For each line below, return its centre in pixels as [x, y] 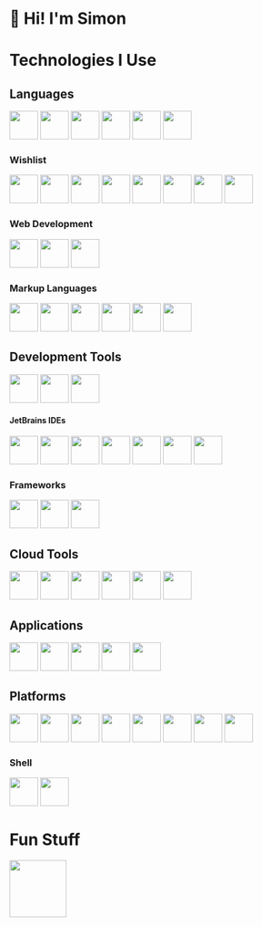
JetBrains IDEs [38, 421]
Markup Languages [53, 288]
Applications [46, 625]
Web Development [51, 224]
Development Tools [65, 357]
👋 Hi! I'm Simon [68, 19]
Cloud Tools [44, 554]
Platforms [38, 697]
